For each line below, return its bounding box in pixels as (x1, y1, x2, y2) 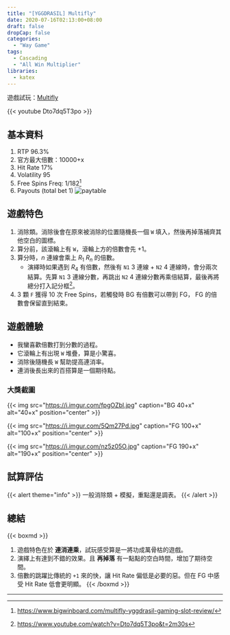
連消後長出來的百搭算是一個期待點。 (16, 366, 120, 374)
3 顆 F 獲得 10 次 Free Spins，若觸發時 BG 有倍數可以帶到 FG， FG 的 (16, 290, 212, 299)
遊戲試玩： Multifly (7, 93, 58, 102)
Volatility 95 (16, 171, 51, 179)
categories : (7, 36, 41, 43)
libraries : (7, 67, 38, 74)
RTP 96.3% (16, 148, 49, 156)
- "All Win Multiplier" (13, 61, 81, 68)
